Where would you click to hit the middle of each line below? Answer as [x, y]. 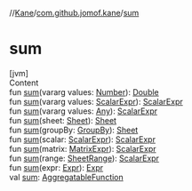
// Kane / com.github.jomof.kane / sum [74, 13]
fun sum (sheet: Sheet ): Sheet [63, 120]
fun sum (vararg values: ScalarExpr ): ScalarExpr [96, 101]
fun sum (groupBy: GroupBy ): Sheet [74, 130]
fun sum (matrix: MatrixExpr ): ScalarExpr [83, 148]
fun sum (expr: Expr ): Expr [56, 167]
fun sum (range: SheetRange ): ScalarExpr [84, 158]
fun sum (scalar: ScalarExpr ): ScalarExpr [82, 139]
